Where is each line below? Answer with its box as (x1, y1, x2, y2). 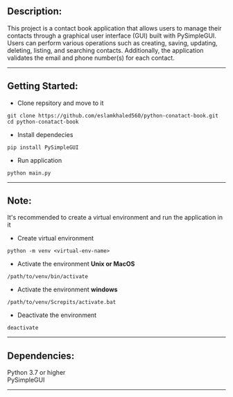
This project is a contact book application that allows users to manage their (7, 24, 222, 32)
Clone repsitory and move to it (17, 99, 104, 107)
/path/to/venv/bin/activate (7, 273, 89, 280)
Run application (17, 156, 62, 164)
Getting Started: (7, 80, 78, 92)
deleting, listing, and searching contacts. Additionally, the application (7, 46, 204, 54)
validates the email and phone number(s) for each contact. (7, 54, 175, 62)
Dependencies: (7, 350, 75, 362)
